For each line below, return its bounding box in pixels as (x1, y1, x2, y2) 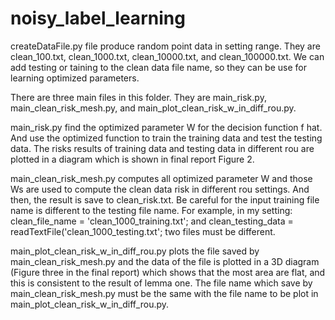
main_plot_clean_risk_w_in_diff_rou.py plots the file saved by (10, 245, 260, 257)
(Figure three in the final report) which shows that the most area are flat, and (10, 266, 326, 278)
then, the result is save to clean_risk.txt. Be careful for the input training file (10, 193, 320, 206)
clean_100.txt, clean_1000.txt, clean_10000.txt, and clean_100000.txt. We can (10, 50, 325, 62)
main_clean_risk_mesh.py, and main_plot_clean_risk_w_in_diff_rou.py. (10, 102, 297, 114)
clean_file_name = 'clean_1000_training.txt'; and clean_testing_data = (10, 215, 294, 227)
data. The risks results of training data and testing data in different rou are (10, 142, 315, 154)
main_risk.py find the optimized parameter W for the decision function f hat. (10, 121, 323, 133)
